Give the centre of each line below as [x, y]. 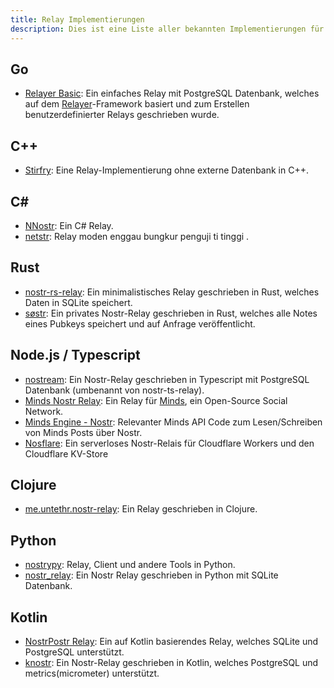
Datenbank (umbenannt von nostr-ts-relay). [114, 390]
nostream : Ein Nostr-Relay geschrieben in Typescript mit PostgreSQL [167, 379]
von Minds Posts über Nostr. [83, 432]
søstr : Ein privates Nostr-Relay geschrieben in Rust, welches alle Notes [171, 313]
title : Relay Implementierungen [77, 19]
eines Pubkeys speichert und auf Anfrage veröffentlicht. [140, 323]
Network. [44, 411]
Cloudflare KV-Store [66, 453]
